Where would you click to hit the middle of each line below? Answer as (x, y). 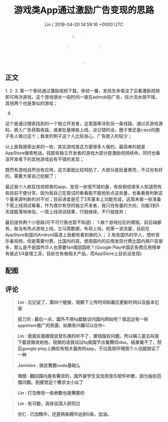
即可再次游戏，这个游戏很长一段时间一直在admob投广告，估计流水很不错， (82, 97)
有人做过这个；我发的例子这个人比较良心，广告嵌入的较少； (71, 136)
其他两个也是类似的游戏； (31, 103)
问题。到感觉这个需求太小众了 (52, 382)
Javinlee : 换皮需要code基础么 (49, 365)
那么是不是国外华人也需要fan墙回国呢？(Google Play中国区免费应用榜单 (87, 247)
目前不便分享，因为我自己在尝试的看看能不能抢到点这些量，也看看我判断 (84, 192)
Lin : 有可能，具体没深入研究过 (49, 403)
